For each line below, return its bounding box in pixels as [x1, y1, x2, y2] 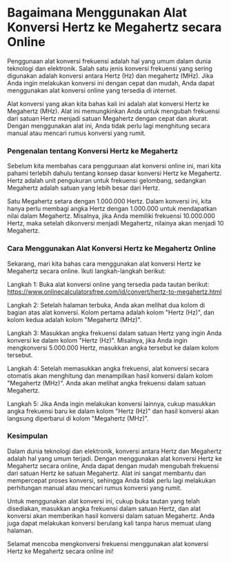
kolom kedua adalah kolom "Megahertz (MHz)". [7, 315, 142, 323]
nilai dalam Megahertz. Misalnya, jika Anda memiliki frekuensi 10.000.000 [7, 212, 216, 220]
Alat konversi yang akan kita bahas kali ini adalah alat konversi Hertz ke [7, 99, 210, 108]
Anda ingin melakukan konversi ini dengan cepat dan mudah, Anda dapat [7, 79, 215, 87]
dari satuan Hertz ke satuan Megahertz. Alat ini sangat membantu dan [7, 469, 206, 477]
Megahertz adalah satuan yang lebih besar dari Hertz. [7, 184, 161, 192]
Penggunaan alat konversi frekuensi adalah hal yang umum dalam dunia [7, 57, 212, 65]
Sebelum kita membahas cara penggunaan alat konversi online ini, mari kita [7, 162, 222, 170]
